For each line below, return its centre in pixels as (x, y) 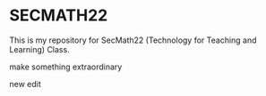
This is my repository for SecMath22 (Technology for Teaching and (133, 40)
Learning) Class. (39, 49)
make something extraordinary (66, 67)
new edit (26, 84)
